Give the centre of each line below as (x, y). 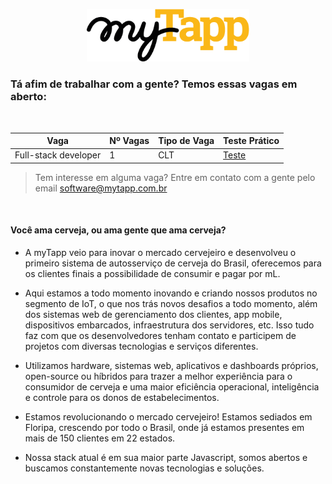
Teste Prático (251, 141)
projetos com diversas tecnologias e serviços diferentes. (141, 346)
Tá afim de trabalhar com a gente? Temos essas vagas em (154, 84)
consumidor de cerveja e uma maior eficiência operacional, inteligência (172, 387)
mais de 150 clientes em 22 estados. (100, 438)
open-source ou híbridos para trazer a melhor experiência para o (158, 376)
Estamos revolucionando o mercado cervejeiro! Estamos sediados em (168, 417)
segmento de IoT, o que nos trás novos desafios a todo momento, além (171, 304)
